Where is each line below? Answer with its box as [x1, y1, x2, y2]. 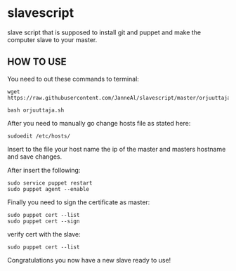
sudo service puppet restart [7, 179, 93, 187]
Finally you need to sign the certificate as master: [7, 198, 150, 206]
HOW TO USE [7, 56, 67, 68]
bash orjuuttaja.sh [7, 107, 65, 114]
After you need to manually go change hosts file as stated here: [7, 119, 191, 127]
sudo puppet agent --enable [7, 185, 90, 192]
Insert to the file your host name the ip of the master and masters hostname [7, 145, 226, 153]
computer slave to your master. [7, 35, 98, 44]
